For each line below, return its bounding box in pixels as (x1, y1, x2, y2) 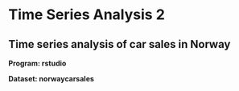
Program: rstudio (8, 58, 67, 68)
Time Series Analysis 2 (8, 6, 165, 24)
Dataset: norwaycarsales (8, 74, 95, 83)
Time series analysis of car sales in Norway (8, 38, 231, 51)
